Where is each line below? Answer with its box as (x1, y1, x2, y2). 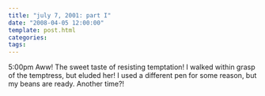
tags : (8, 41, 26, 49)
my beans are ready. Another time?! (8, 79, 125, 89)
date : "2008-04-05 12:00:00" (8, 19, 104, 27)
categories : (8, 33, 47, 42)
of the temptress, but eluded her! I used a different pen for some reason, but (8, 71, 257, 80)
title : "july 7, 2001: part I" (8, 11, 112, 20)
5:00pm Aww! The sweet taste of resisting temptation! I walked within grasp (8, 62, 256, 72)
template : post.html (8, 26, 77, 34)
